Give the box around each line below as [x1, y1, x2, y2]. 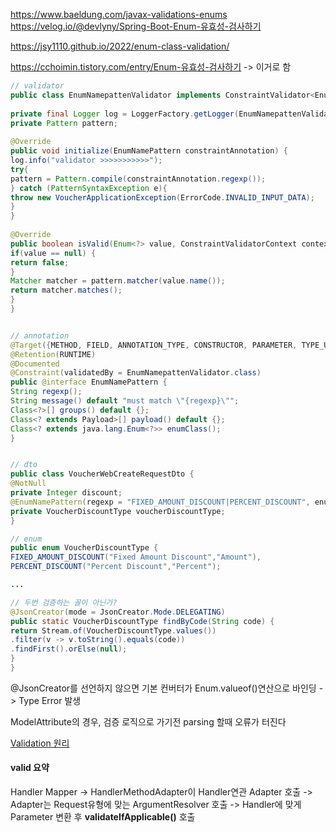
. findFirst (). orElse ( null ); [10, 644, 128, 654]
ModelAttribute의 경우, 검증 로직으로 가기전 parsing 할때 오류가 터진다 [10, 715, 287, 728]
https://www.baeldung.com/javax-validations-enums [10, 9, 228, 20]
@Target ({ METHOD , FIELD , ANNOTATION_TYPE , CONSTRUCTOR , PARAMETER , [10, 340, 298, 350]
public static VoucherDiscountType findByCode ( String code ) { [10, 616, 275, 626]
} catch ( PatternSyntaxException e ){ [10, 183, 168, 193]
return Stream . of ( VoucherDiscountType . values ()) [10, 625, 217, 636]
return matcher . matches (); [10, 285, 123, 296]
